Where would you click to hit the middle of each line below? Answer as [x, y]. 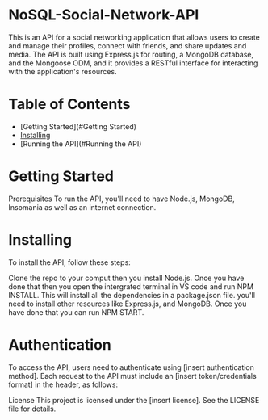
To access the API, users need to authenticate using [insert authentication [131, 367]
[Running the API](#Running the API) [81, 144]
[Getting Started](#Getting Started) [78, 126]
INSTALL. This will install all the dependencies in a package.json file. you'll [132, 295]
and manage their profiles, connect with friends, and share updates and [128, 45]
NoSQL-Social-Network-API [104, 15]
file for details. [32, 409]
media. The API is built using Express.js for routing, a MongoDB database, [131, 54]
